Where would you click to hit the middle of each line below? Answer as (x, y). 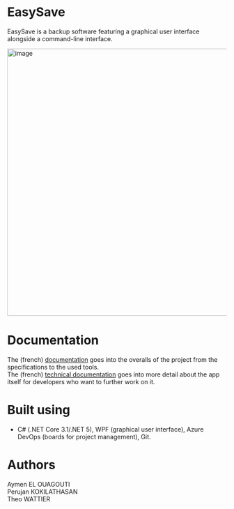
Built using (39, 410)
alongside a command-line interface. (60, 38)
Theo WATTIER (29, 499)
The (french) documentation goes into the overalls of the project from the (112, 359)
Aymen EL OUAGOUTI (39, 484)
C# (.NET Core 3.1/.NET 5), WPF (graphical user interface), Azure (110, 429)
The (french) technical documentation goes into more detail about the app (114, 374)
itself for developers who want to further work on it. (81, 381)
